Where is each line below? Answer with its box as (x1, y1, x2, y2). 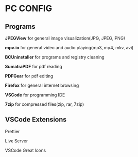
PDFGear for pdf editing (5, 73, 53, 78)
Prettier (5, 128, 20, 134)
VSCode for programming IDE (5, 92, 65, 98)
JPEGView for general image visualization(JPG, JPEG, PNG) (5, 35, 125, 41)
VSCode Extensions (5, 116, 67, 124)
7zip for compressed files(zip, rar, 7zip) (5, 101, 84, 107)
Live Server (5, 137, 28, 144)
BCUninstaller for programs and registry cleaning (5, 54, 104, 60)
